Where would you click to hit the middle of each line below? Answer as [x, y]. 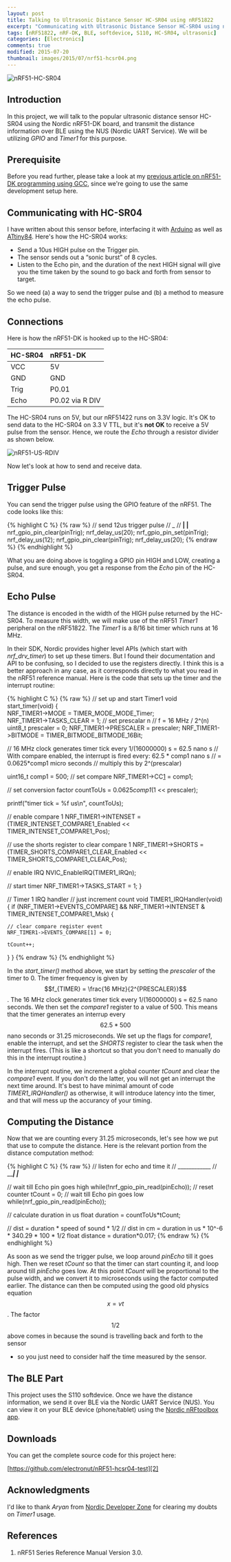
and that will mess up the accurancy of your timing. [80, 1100]
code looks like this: [35, 511]
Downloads [32, 1438]
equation [20, 1293]
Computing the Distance [60, 1122]
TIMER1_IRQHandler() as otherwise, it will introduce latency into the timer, [111, 1093]
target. [26, 279]
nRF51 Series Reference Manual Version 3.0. [80, 1552]
